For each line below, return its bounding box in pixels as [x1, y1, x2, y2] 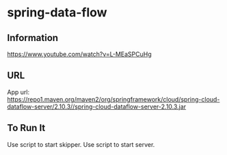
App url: [7, 87, 29, 96]
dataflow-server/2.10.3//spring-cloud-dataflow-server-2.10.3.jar [7, 102, 187, 111]
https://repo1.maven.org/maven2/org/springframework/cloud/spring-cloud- [7, 95, 220, 103]
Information [7, 32, 59, 44]
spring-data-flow [7, 5, 107, 20]
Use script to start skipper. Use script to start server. [7, 140, 155, 148]
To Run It [7, 122, 46, 134]
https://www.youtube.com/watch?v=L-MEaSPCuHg [7, 50, 152, 58]
